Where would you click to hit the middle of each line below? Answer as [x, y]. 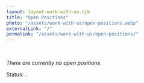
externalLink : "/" [29, 29]
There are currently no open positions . [54, 63]
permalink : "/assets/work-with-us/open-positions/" [72, 34]
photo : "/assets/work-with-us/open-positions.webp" [72, 23]
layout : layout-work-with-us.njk [48, 12]
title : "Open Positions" [37, 17]
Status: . [17, 75]
